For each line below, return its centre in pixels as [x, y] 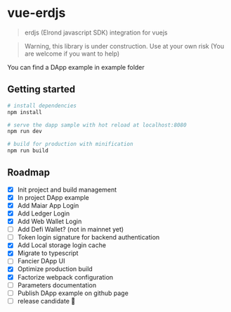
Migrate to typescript [48, 253]
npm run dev [25, 132]
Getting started [41, 89]
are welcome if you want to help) [72, 54]
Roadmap [29, 173]
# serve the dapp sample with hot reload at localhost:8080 [97, 125]
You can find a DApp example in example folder [76, 67]
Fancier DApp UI [41, 261]
